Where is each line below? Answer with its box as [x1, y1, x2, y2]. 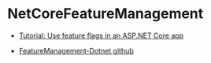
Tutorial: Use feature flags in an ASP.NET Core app [18, 31, 184, 40]
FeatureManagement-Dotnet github [18, 46, 135, 55]
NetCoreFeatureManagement [7, 5, 204, 23]
